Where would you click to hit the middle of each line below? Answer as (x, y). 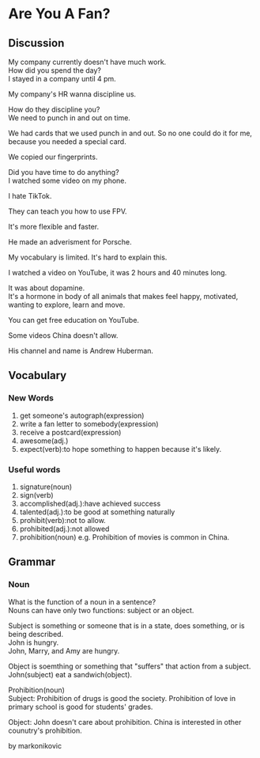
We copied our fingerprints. (53, 157)
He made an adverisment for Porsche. (70, 242)
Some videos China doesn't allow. (63, 335)
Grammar (32, 562)
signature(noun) (46, 487)
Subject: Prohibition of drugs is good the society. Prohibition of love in (122, 698)
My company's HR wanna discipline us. (72, 94)
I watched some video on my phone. (68, 180)
